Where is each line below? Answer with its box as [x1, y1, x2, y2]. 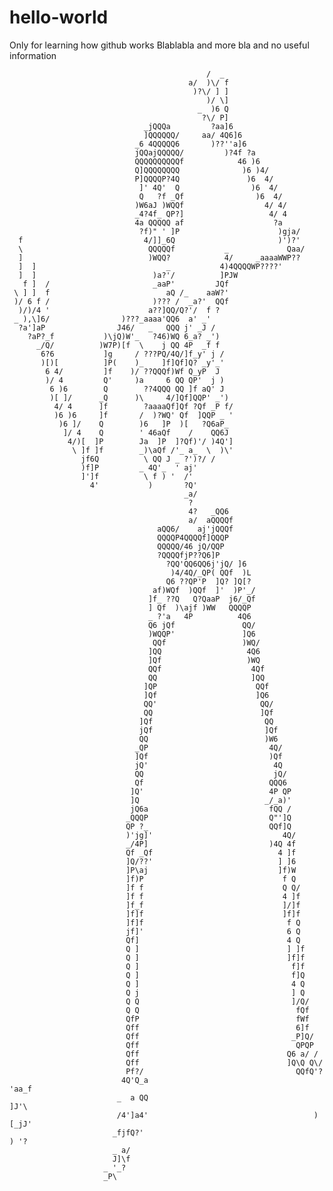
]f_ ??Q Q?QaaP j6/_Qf [147, 594, 256, 604]
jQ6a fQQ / [130, 804, 292, 814]
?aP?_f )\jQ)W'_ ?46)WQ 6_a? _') [27, 331, 221, 341]
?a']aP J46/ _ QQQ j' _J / [18, 322, 216, 333]
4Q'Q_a [120, 1075, 149, 1085]
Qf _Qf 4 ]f [125, 847, 297, 858]
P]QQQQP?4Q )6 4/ [134, 174, 274, 184]
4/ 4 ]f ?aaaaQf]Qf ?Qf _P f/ [53, 401, 234, 411]
